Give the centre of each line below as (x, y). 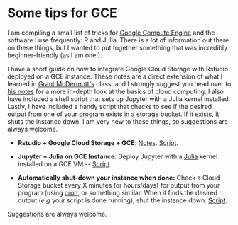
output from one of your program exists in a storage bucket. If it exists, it (113, 114)
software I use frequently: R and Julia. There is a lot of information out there (118, 40)
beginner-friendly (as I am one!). (55, 55)
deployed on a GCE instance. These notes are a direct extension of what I (115, 76)
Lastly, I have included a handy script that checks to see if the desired (110, 106)
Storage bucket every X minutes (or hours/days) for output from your (119, 185)
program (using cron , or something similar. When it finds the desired (118, 192)
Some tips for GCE (62, 13)
